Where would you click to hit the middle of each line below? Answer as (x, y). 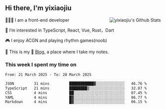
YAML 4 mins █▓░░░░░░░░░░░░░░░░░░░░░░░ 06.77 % (76, 97)
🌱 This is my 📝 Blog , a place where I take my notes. (57, 52)
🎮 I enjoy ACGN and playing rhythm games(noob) (56, 40)
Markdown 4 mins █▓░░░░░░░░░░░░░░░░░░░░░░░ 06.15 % (76, 102)
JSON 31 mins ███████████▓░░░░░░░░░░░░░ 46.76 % (76, 83)
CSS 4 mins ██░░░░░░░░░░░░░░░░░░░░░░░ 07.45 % (76, 93)
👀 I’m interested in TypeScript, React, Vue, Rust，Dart (60, 30)
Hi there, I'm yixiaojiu (38, 8)
